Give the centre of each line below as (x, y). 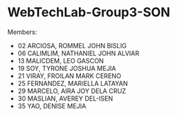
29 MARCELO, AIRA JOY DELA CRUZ (72, 91)
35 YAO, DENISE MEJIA (52, 106)
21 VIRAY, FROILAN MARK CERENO (69, 76)
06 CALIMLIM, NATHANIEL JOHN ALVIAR (79, 53)
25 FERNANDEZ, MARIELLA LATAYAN (73, 83)
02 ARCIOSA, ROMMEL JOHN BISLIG (72, 45)
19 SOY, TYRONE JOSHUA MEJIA (67, 68)
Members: (22, 32)
